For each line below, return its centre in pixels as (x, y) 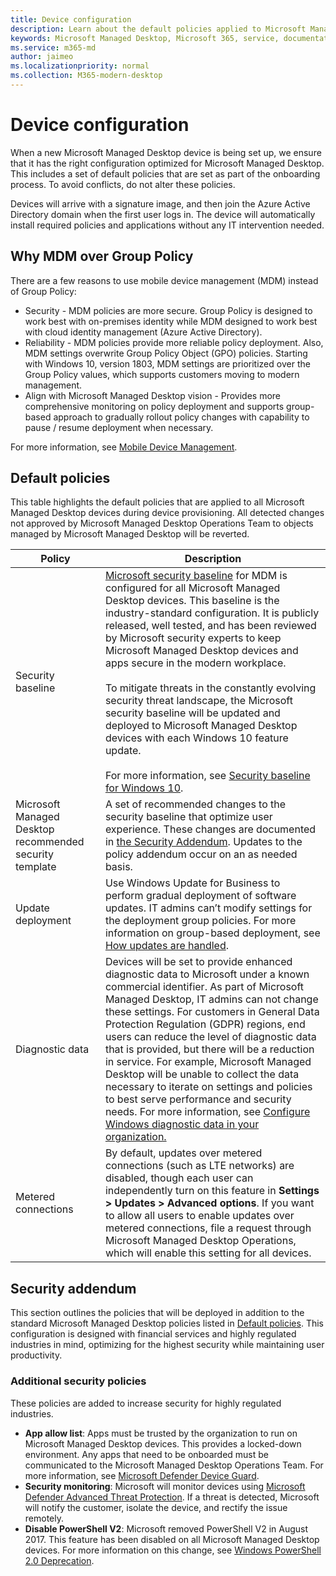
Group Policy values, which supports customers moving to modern (162, 374)
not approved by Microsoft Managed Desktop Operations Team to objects (162, 523)
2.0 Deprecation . (59, 1560)
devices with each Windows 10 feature (196, 738)
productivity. (36, 1355)
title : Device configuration (71, 19)
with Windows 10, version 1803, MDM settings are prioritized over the (167, 363)
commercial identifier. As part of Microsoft (204, 987)
